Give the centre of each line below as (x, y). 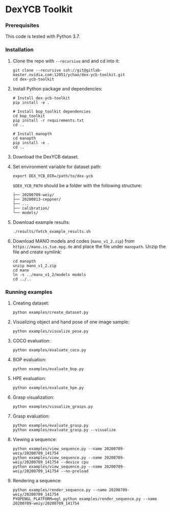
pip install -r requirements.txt (48, 120)
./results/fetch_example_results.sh (52, 231)
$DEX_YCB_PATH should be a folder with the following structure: (77, 185)
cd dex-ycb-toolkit (33, 79)
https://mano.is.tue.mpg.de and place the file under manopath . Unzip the (89, 246)
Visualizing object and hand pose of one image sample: (71, 322)
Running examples (29, 292)
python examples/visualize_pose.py (51, 331)
